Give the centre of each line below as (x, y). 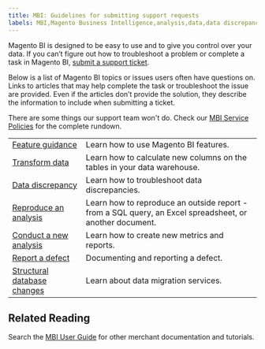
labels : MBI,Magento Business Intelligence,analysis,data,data (114, 23)
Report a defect (41, 258)
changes (28, 290)
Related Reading (49, 318)
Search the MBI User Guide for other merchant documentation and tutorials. (131, 337)
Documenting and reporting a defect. (154, 258)
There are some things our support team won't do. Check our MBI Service (129, 117)
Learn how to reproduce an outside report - (167, 202)
